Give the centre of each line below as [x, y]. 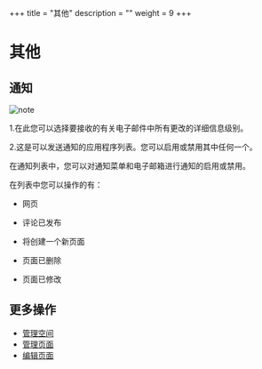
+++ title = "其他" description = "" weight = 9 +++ [100, 13]
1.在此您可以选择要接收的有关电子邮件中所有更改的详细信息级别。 [129, 128]
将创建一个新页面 [53, 241]
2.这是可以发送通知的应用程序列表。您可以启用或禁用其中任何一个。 [133, 147]
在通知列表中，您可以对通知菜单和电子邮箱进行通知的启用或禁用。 [130, 166]
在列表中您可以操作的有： [56, 184]
